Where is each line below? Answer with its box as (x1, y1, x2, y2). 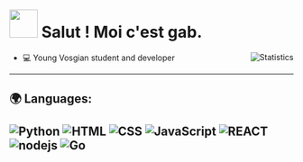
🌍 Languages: (9, 91, 93, 107)
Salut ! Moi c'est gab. (41, 22, 203, 42)
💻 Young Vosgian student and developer (22, 52, 176, 63)
